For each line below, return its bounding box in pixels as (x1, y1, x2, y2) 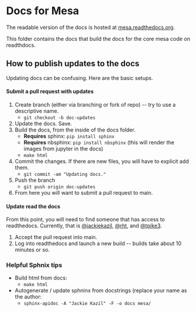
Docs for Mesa (6, 4, 79, 18)
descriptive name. (14, 107, 59, 114)
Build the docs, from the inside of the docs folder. (14, 126, 136, 133)
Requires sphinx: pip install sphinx (23, 132, 115, 140)
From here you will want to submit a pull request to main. (14, 189, 153, 196)
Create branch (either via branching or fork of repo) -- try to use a (14, 101, 176, 108)
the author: (14, 293, 42, 300)
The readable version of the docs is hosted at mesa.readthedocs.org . (6, 24, 175, 31)
